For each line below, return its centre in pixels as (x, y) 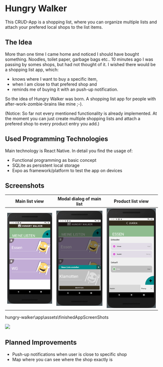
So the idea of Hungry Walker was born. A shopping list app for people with (81, 99)
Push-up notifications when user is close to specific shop (69, 354)
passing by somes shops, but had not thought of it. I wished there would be (81, 64)
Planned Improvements (41, 342)
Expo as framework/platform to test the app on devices (67, 170)
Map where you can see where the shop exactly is (62, 359)
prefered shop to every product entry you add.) (52, 123)
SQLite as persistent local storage (46, 165)
